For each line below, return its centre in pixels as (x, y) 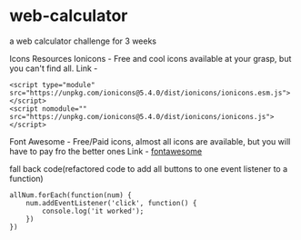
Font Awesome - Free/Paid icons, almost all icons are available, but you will (150, 141)
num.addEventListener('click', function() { (111, 203)
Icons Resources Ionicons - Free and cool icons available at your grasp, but (150, 58)
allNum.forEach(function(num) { (70, 195)
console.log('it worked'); (93, 211)
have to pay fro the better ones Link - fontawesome (106, 151)
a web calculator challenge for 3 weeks (83, 41)
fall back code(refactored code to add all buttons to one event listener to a (149, 168)
